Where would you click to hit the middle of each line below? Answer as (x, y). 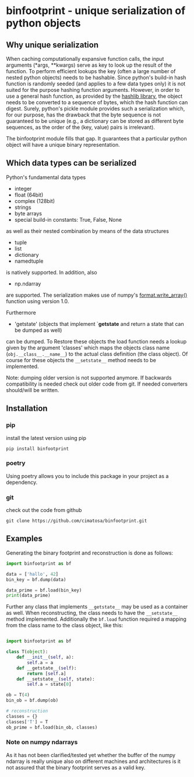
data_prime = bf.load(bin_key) (44, 590)
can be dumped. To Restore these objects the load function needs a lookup (96, 341)
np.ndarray (28, 283)
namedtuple (29, 261)
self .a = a (40, 662)
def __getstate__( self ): (47, 668)
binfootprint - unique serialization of (96, 11)
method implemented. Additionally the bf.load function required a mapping (96, 619)
